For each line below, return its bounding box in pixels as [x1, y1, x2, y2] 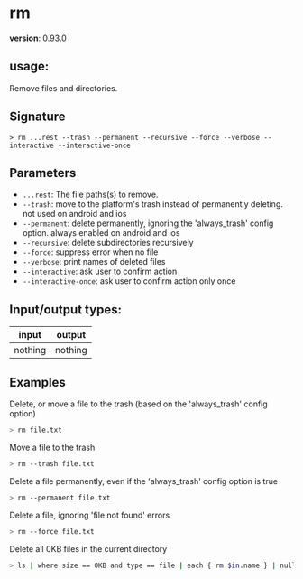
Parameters [9, 165, 77, 181]
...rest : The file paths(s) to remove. [22, 189, 159, 201]
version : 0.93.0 [9, 33, 68, 43]
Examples [9, 374, 66, 390]
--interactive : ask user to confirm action [22, 266, 178, 277]
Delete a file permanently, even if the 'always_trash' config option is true [9, 475, 278, 486]
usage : [9, 59, 50, 74]
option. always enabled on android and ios [22, 228, 180, 238]
